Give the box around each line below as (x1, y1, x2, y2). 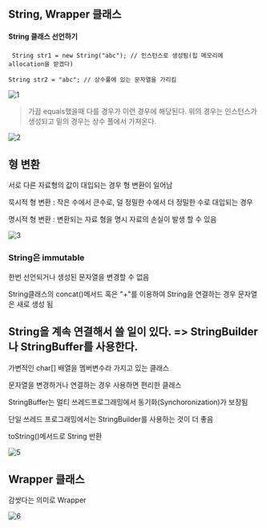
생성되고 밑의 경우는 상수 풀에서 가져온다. (27, 116, 157, 126)
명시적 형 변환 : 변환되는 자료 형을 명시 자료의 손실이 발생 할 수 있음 (8, 215, 217, 224)
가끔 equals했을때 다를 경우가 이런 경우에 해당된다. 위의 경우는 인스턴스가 (27, 106, 258, 116)
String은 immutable (8, 252, 85, 264)
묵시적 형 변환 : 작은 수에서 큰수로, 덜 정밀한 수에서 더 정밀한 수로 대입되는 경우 (8, 198, 254, 207)
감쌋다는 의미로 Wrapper (8, 495, 87, 505)
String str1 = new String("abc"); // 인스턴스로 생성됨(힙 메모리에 (11, 51, 224, 59)
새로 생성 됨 (16, 299, 54, 309)
